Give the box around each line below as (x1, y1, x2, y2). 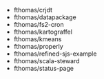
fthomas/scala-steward (13, 57, 81, 65)
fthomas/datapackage (13, 13, 77, 21)
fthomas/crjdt (13, 6, 53, 14)
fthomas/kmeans (13, 35, 62, 43)
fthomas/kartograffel (13, 27, 72, 36)
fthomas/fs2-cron (13, 21, 64, 28)
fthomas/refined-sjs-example (13, 49, 97, 58)
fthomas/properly (13, 43, 63, 50)
